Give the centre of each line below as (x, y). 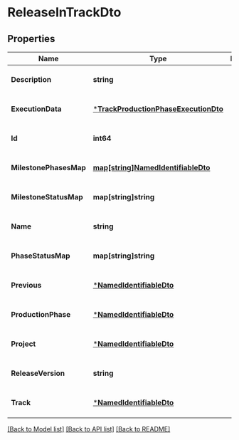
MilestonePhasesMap (49, 168)
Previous (26, 285)
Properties (31, 39)
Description (31, 79)
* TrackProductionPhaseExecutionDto (158, 109)
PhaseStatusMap (41, 256)
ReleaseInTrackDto (64, 12)
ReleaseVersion (38, 373)
